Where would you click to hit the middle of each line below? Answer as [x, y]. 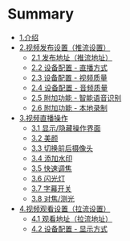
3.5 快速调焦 [52, 168]
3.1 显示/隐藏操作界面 [66, 128]
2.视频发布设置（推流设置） [65, 47]
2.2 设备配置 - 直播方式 [69, 67]
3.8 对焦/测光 [53, 198]
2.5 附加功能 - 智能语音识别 [76, 98]
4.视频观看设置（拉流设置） [65, 208]
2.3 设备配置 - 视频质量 [69, 77]
